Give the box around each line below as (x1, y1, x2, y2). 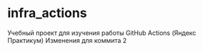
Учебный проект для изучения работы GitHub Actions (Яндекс (7, 28, 197, 37)
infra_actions (7, 5, 87, 21)
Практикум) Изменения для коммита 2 (7, 36, 127, 44)
